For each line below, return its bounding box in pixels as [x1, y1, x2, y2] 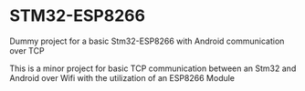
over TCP [9, 45, 45, 56]
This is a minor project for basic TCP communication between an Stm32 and [9, 63, 297, 74]
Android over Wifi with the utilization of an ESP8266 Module [9, 72, 236, 83]
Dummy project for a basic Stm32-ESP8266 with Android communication [9, 35, 285, 46]
